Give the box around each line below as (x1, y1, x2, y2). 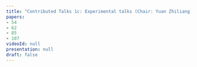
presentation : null (6, 47, 54, 52)
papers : (6, 14, 25, 20)
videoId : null (6, 41, 41, 47)
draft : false (6, 52, 38, 58)
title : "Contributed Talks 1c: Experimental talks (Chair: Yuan (6, 8, 167, 15)
